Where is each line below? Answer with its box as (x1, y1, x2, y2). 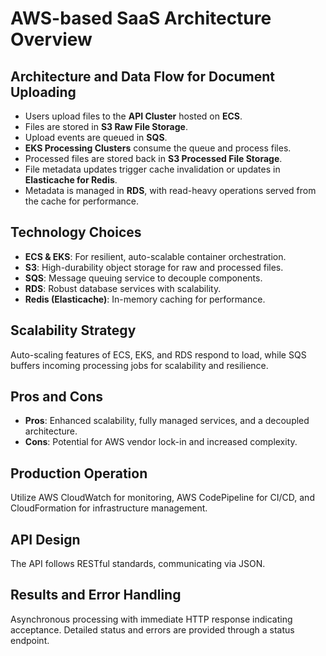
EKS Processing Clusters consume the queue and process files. (24, 142, 292, 154)
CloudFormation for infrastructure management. (10, 502, 208, 514)
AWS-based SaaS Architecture (10, 7, 272, 30)
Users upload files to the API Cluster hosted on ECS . (24, 110, 243, 122)
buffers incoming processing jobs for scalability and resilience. (10, 359, 269, 371)
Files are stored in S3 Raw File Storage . (24, 121, 188, 132)
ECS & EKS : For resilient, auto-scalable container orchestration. (24, 250, 287, 262)
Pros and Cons (10, 388, 103, 406)
